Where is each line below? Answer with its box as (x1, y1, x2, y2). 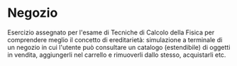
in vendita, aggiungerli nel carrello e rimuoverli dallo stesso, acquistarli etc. (7, 51, 226, 59)
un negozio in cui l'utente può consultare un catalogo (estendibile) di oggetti (7, 43, 231, 51)
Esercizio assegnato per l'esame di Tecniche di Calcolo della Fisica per (7, 28, 215, 37)
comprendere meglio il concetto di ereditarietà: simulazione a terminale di (7, 35, 223, 44)
